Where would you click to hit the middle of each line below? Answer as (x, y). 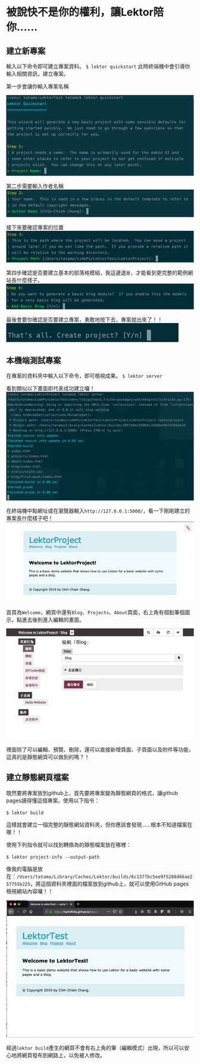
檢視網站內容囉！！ (30, 891)
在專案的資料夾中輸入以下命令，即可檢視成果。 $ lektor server (84, 376)
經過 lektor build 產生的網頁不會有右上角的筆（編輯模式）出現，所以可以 (95, 1048)
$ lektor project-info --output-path (53, 857)
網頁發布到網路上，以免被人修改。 (63, 1055)
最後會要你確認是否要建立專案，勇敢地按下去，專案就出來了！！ (84, 320)
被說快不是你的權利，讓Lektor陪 (85, 12)
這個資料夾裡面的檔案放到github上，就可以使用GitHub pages (115, 884)
